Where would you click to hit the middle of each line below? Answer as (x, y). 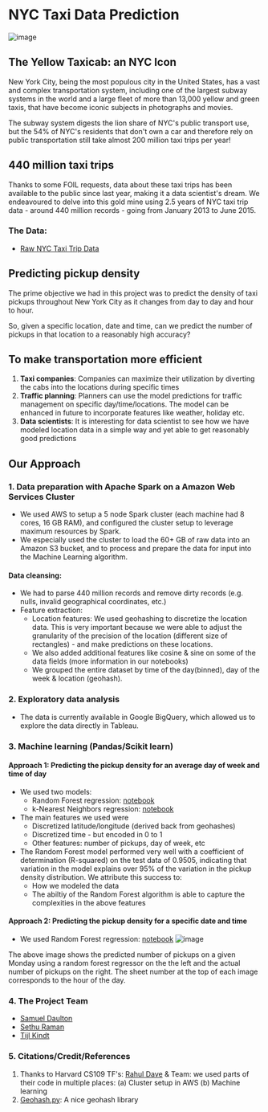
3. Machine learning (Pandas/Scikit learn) (91, 746)
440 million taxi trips (61, 165)
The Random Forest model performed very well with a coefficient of (132, 851)
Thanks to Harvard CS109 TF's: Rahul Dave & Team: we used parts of (134, 1073)
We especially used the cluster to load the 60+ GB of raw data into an (135, 540)
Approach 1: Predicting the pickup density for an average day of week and (134, 766)
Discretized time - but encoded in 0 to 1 (97, 834)
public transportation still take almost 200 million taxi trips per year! (120, 140)
